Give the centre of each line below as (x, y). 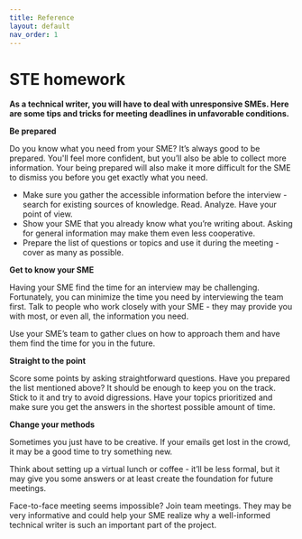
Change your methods (52, 424)
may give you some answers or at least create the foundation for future (141, 479)
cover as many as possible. (73, 253)
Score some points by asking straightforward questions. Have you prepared (150, 378)
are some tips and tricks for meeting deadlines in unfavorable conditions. (150, 114)
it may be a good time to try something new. (91, 451)
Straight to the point (48, 361)
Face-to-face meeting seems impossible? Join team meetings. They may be (151, 506)
